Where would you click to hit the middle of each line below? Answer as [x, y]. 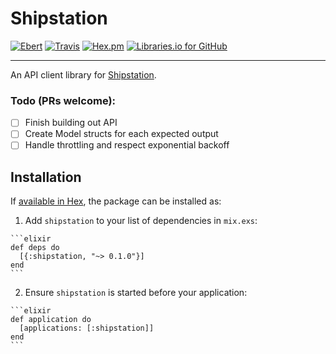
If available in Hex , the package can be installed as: [116, 201]
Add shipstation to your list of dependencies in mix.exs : [141, 221]
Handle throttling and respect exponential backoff [127, 145]
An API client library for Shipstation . [83, 74]
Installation [46, 177]
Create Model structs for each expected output [121, 134]
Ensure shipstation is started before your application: [136, 293]
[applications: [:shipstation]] [87, 328]
